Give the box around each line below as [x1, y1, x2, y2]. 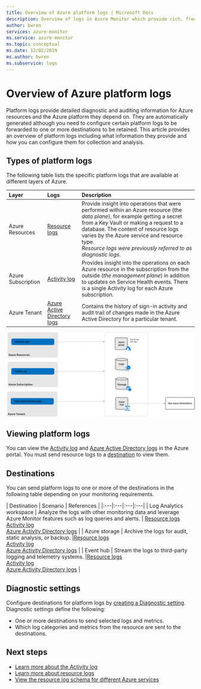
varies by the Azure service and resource [81, 232, 183, 239]
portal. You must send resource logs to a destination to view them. [6, 451, 170, 458]
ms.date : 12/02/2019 [6, 48, 58, 54]
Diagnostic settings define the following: [6, 605, 106, 612]
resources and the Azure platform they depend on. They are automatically [6, 113, 188, 120]
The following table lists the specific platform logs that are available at [6, 171, 178, 179]
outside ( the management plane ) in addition [81, 272, 190, 279]
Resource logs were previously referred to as [81, 244, 193, 252]
